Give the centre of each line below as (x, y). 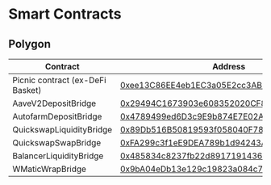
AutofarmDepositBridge (57, 116)
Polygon (29, 44)
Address (229, 67)
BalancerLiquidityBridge (58, 156)
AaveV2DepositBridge (54, 103)
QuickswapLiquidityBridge (63, 130)
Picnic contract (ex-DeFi (59, 80)
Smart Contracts (65, 14)
